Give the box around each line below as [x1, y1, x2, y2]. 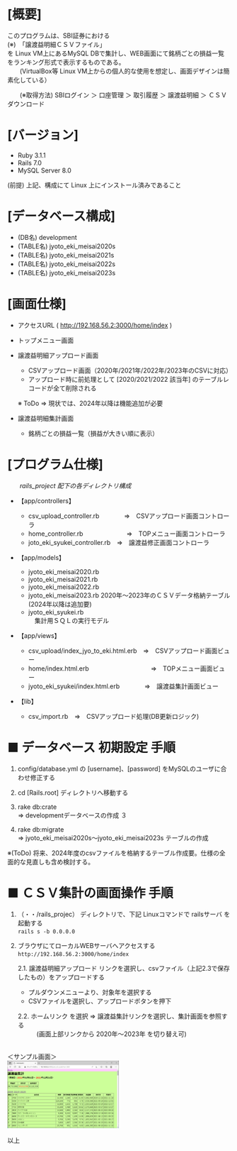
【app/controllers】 [17, 496, 76, 505]
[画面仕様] [7, 296, 67, 312]
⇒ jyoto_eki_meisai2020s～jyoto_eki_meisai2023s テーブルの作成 [17, 833, 209, 842]
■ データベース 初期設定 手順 [7, 739, 176, 756]
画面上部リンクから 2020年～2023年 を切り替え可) [38, 1030, 187, 1038]
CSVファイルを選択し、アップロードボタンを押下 [28, 996, 172, 1005]
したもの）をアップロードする [17, 973, 105, 981]
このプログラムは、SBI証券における [7, 31, 110, 40]
